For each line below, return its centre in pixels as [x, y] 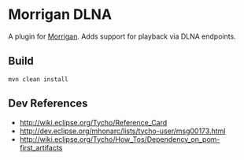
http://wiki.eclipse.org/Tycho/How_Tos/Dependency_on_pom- [120, 139]
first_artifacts [41, 147]
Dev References [48, 104]
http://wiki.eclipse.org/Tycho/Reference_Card [93, 122]
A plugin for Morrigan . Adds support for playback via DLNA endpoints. [122, 36]
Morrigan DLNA [60, 15]
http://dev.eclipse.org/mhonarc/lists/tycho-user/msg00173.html [122, 131]
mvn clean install [38, 79]
